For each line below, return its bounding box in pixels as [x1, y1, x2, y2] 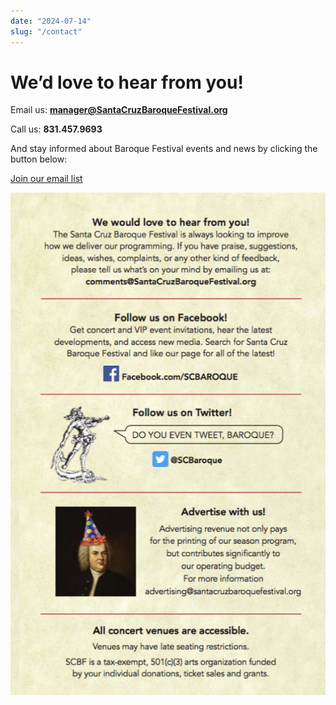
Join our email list [10, 173, 83, 185]
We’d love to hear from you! [10, 71, 244, 94]
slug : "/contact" [10, 26, 83, 37]
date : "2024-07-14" [10, 16, 92, 26]
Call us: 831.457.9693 [10, 123, 103, 135]
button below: [10, 153, 68, 165]
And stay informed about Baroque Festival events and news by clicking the [10, 143, 318, 155]
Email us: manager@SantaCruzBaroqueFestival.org [10, 104, 228, 116]
